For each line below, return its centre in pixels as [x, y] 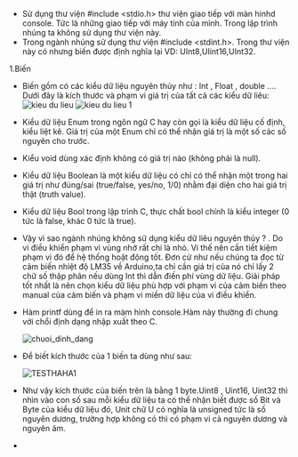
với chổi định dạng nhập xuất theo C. [90, 321]
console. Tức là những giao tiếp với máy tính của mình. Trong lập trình [150, 23]
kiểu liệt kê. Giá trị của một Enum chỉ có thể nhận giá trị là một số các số [154, 132]
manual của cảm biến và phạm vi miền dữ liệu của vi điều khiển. [139, 295]
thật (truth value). [54, 194]
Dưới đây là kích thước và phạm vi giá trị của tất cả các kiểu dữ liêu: [145, 95]
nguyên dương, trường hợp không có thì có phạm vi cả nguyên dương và [154, 419]
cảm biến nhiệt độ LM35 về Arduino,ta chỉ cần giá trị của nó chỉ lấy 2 [148, 266]
